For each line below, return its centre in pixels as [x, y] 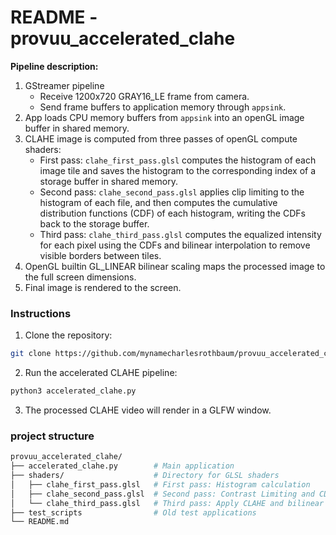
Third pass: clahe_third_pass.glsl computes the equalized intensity [180, 234]
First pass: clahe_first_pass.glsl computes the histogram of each [178, 160]
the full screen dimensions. [80, 277]
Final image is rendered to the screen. [103, 287]
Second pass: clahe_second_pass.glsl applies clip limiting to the [172, 192]
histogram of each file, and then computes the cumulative [158, 202]
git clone [31, 354]
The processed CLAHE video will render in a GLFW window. [148, 410]
